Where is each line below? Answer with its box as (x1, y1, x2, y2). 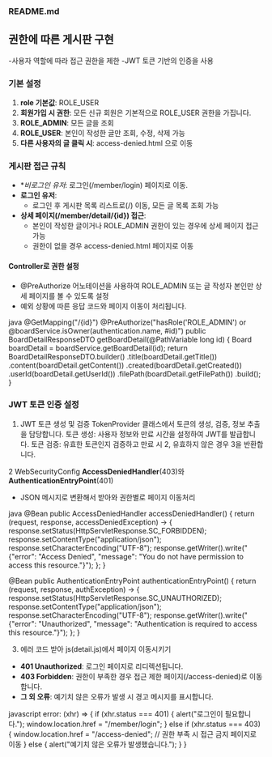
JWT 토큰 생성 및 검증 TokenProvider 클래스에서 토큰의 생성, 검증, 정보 (19, 419, 246, 428)
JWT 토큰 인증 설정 (8, 399, 79, 410)
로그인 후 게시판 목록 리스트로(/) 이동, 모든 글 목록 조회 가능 (32, 201, 219, 211)
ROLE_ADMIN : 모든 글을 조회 (19, 118, 115, 128)
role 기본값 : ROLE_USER (19, 98, 100, 108)
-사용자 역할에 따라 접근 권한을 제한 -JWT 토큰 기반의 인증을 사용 (8, 55, 215, 66)
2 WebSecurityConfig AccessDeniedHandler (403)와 (8, 466, 185, 476)
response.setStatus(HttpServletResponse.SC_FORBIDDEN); (8, 525, 207, 535)
